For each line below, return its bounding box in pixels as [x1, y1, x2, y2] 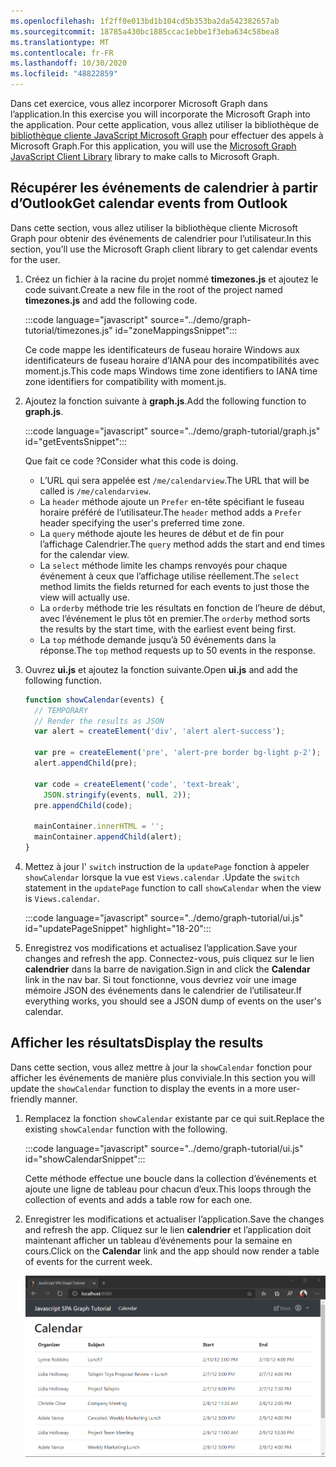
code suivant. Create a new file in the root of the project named [24, 283, 283, 295]
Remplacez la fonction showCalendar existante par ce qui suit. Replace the [24, 1112, 325, 1124]
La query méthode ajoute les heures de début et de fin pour [39, 527, 285, 539]
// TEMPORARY [34, 705, 89, 715]
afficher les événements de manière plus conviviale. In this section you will [10, 1071, 316, 1084]
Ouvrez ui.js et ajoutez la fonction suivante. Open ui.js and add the [24, 663, 298, 675]
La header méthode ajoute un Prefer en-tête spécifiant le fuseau [39, 495, 305, 507]
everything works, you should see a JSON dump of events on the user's [24, 995, 322, 1007]
